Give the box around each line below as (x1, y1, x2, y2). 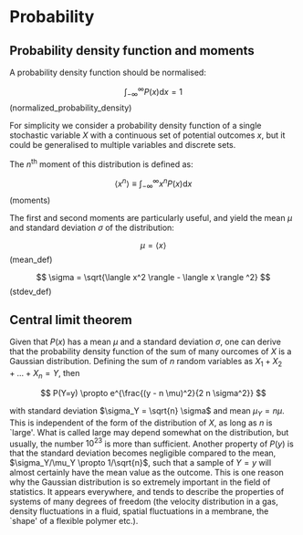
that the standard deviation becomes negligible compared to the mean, (9, 447, 277, 458)
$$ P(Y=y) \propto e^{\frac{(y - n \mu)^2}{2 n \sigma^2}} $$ (40, 387, 266, 398)
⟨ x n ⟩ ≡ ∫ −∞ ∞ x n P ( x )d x (114, 176, 193, 191)
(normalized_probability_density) (9, 102, 132, 113)
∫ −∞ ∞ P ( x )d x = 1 (123, 85, 183, 100)
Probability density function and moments (9, 43, 256, 58)
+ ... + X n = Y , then (9, 368, 80, 381)
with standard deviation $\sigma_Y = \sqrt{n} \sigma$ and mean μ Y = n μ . (9, 404, 285, 418)
